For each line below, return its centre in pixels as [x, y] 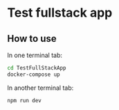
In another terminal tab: [40, 88]
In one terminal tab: [35, 55]
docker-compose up [34, 74]
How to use [32, 39]
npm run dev [24, 100]
